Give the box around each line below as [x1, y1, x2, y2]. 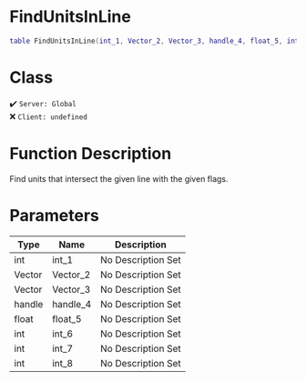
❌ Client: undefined [9, 111, 88, 122]
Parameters [9, 205, 100, 226]
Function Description [9, 143, 172, 164]
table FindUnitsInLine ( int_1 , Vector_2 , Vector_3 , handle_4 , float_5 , [9, 36, 283, 45]
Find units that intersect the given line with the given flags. [9, 173, 229, 184]
